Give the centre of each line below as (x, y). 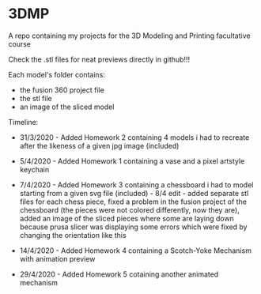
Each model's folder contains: (57, 74)
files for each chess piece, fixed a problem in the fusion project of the (133, 202)
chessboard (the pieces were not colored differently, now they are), (129, 209)
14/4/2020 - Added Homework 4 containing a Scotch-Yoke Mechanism (135, 251)
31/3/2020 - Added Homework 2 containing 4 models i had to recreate (134, 137)
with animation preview (57, 258)
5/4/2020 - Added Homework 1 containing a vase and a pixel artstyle (132, 161)
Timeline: (23, 122)
